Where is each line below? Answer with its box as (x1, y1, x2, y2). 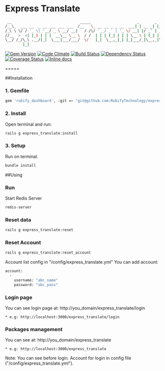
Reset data (5, 216, 31, 223)
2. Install (5, 110, 26, 117)
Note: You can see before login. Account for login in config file (5, 355, 132, 361)
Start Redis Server (5, 195, 42, 201)
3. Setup (5, 142, 26, 149)
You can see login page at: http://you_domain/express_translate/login (5, 305, 145, 311)
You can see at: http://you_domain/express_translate (5, 337, 111, 343)
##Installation (5, 75, 33, 81)
